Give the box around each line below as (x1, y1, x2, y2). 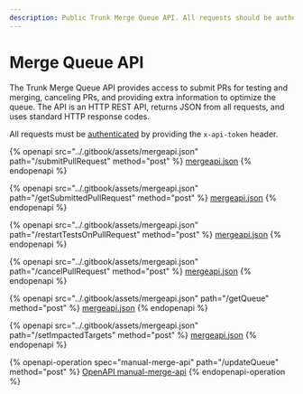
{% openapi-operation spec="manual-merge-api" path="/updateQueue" (9, 356, 280, 367)
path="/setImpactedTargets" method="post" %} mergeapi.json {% (9, 329, 257, 340)
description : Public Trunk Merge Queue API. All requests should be (9, 13, 272, 23)
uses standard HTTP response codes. (9, 110, 151, 122)
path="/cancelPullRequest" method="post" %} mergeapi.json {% (9, 266, 252, 277)
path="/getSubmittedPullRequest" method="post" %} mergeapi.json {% (9, 192, 277, 203)
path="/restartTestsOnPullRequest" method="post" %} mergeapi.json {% (9, 229, 282, 239)
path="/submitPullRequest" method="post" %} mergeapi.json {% (9, 155, 252, 166)
